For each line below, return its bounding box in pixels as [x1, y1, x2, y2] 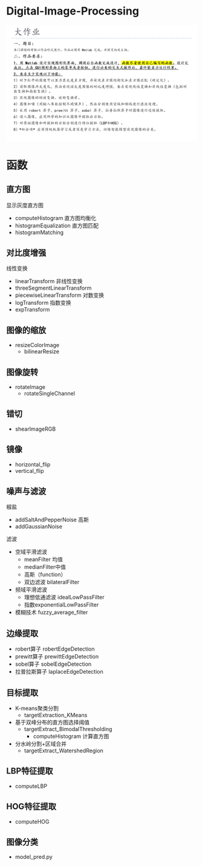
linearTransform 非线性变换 [15, 278, 83, 285]
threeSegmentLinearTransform [15, 284, 92, 291]
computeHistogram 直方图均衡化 [15, 214, 97, 221]
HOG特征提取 [6, 801, 56, 812]
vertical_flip [15, 467, 44, 474]
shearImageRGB [15, 425, 56, 432]
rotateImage [15, 383, 45, 391]
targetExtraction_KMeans [24, 712, 88, 719]
